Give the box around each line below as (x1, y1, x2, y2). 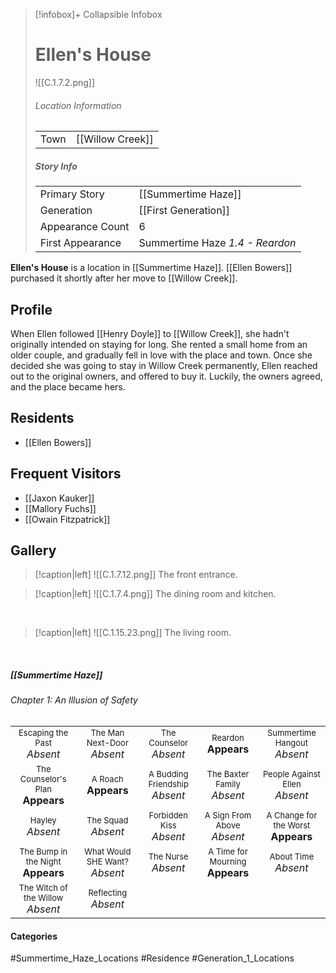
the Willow (23, 892, 64, 903)
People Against (262, 768, 321, 779)
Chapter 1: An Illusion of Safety (10, 694, 138, 706)
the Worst (273, 819, 311, 831)
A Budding (148, 768, 189, 779)
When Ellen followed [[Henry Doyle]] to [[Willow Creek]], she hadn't (10, 327, 290, 339)
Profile (10, 301, 53, 318)
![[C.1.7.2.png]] (34, 76, 96, 88)
